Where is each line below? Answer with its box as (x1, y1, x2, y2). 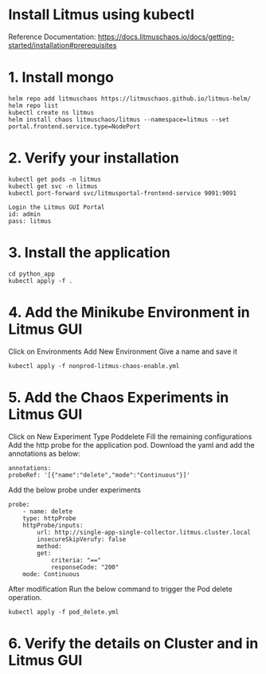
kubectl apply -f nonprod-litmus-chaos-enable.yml (8, 362, 180, 370)
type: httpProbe (22, 514, 77, 523)
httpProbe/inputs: (22, 521, 84, 529)
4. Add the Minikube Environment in (8, 303, 250, 321)
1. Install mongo (8, 69, 114, 87)
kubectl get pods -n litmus (8, 175, 102, 183)
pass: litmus (8, 217, 52, 225)
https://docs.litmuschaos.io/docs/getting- (98, 32, 235, 41)
